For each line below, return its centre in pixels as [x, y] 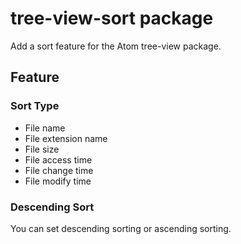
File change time [59, 170]
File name [45, 128]
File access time [58, 159]
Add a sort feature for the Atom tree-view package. [116, 46]
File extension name [66, 138]
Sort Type [35, 106]
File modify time [58, 181]
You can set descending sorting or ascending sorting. [121, 228]
